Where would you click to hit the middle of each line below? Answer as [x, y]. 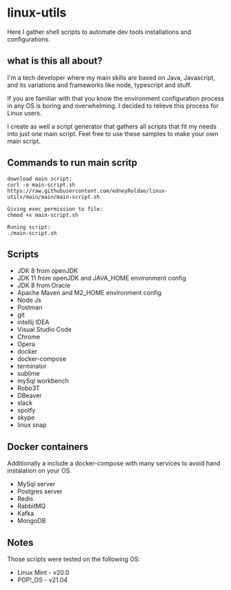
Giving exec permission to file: [55, 209]
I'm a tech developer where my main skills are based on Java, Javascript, [111, 77]
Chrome [29, 337]
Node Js [29, 300]
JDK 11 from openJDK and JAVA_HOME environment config [101, 278]
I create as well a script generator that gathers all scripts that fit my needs [112, 126]
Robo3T [28, 388]
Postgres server [40, 491]
